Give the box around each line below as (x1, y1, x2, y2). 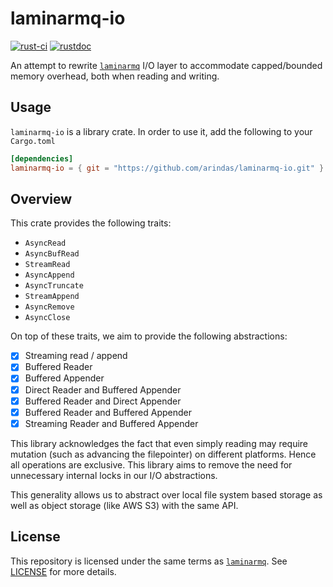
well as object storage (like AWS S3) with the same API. (10, 499, 239, 511)
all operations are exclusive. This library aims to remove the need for (10, 458, 293, 471)
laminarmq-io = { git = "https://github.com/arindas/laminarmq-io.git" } (10, 163, 325, 173)
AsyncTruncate (24, 281, 84, 291)
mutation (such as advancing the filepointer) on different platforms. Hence (10, 448, 317, 460)
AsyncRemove (24, 302, 75, 312)
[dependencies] (10, 153, 74, 164)
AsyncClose (24, 313, 71, 323)
